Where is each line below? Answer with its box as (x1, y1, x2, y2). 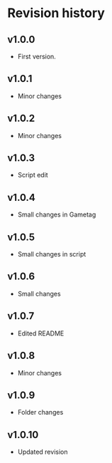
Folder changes (17, 408, 64, 417)
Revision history (7, 5, 105, 21)
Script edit (17, 171, 48, 180)
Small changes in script (17, 250, 86, 259)
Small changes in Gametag (17, 210, 96, 219)
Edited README (17, 329, 65, 338)
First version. (17, 52, 57, 61)
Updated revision (17, 447, 68, 457)
